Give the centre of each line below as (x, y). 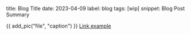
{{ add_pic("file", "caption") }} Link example (59, 26)
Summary (18, 15)
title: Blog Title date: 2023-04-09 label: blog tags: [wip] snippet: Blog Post (95, 8)
